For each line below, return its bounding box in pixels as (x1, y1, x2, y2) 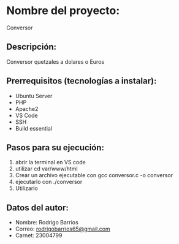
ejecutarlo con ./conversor (15, 178, 83, 186)
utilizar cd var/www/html (15, 165, 78, 172)
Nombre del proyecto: (6, 4, 120, 18)
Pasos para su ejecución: (6, 142, 104, 153)
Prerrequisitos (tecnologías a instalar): (6, 76, 157, 86)
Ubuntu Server (15, 92, 53, 99)
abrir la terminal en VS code (15, 159, 86, 166)
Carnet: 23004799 (15, 232, 63, 239)
